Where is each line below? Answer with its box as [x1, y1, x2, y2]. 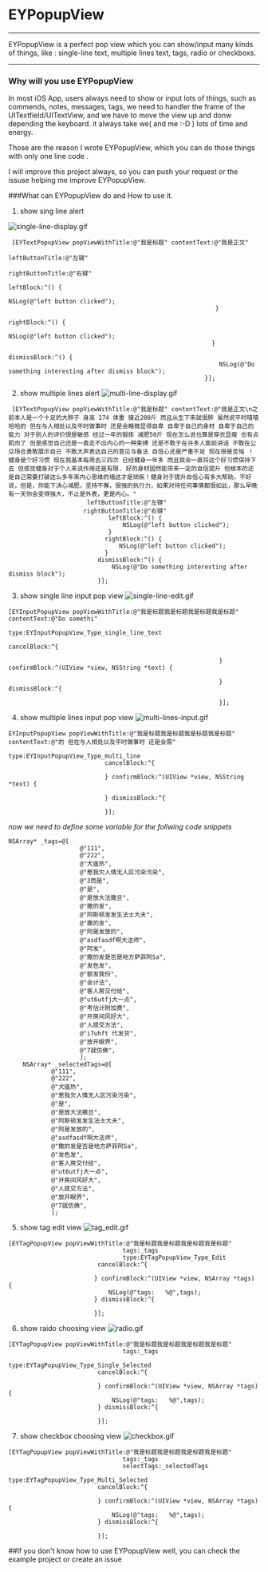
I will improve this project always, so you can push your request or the [8, 167, 238, 176]
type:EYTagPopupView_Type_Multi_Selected [8, 1476, 148, 1484]
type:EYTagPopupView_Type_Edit [122, 1253, 227, 1262]
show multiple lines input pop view [19, 713, 134, 723]
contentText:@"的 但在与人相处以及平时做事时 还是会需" [8, 738, 176, 746]
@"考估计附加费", [79, 1004, 130, 1012]
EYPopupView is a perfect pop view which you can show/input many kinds [8, 39, 254, 49]
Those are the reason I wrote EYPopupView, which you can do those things [8, 143, 255, 152]
